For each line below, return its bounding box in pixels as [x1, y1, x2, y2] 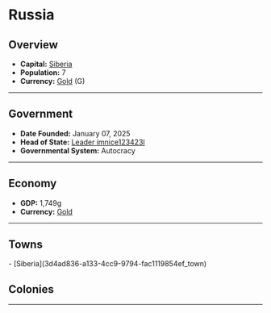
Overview [8, 38, 59, 52]
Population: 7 [19, 68, 66, 77]
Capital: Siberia [19, 59, 73, 69]
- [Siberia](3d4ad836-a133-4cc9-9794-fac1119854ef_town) [8, 259, 207, 269]
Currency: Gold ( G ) [19, 77, 85, 86]
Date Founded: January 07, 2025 [19, 128, 131, 138]
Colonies [8, 282, 55, 296]
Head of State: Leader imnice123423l [19, 137, 145, 147]
